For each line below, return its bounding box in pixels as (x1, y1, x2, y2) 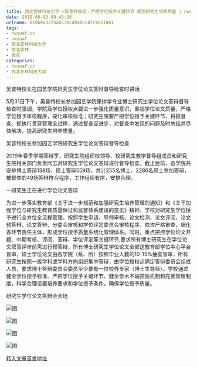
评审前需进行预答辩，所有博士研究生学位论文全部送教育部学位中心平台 (21, 243, 191, 250)
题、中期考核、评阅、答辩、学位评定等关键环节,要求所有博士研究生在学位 (6, 236, 183, 243)
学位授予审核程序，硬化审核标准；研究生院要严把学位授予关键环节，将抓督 (6, 113, 186, 120)
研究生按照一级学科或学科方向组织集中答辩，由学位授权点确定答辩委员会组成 (6, 258, 191, 265)
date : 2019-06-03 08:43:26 (6, 14, 72, 20)
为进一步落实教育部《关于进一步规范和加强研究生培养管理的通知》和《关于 (6, 199, 186, 206)
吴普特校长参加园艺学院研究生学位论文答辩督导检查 (6, 140, 130, 147)
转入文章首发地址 (6, 355, 47, 362)
